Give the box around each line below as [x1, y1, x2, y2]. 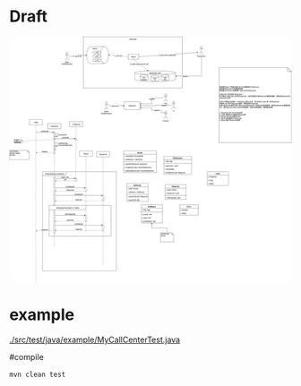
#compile [9, 351, 45, 362]
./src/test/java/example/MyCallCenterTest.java [9, 334, 181, 345]
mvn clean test [9, 370, 66, 379]
